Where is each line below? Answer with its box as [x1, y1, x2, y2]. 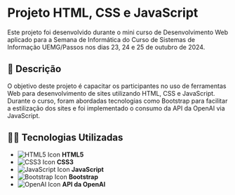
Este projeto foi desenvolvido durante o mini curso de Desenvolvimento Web [7, 28, 229, 36]
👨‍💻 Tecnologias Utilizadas [7, 131, 123, 144]
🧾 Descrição [7, 63, 62, 75]
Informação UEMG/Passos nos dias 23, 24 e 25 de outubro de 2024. [7, 43, 206, 51]
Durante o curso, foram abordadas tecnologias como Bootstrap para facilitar [7, 96, 228, 105]
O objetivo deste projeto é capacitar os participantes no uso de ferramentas [7, 82, 227, 90]
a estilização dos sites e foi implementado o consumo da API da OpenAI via [7, 103, 226, 113]
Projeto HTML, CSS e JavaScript [7, 5, 199, 21]
